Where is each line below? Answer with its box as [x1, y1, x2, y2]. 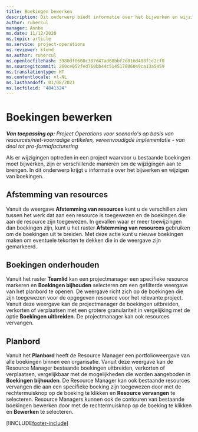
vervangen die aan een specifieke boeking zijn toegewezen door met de [6, 383, 181, 390]
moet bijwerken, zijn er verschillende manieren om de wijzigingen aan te [6, 160, 181, 167]
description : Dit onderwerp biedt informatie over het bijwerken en [6, 14, 178, 20]
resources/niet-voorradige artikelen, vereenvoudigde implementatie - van [6, 136, 186, 143]
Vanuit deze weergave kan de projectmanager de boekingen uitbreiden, [6, 301, 180, 308]
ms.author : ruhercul [6, 52, 57, 58]
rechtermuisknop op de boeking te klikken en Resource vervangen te [6, 390, 176, 397]
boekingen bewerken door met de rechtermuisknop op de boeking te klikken [6, 402, 192, 409]
